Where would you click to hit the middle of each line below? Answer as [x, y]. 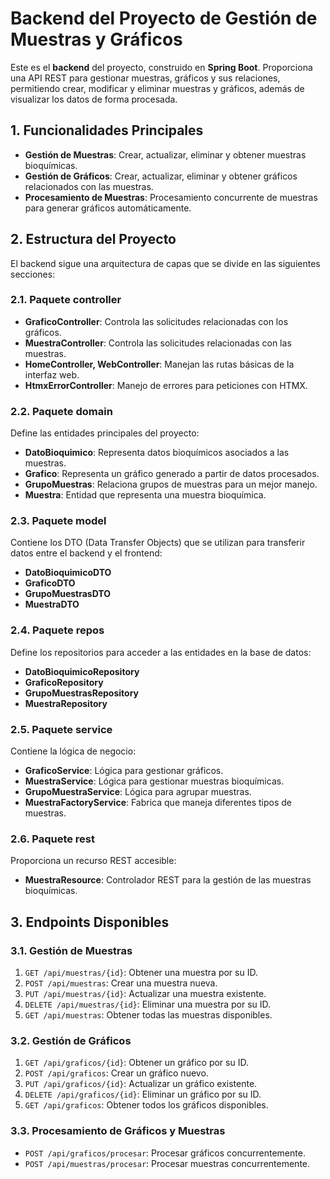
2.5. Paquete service [61, 729]
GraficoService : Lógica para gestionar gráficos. [124, 771]
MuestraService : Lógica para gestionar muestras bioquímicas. [154, 781]
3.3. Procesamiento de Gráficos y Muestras [118, 1131]
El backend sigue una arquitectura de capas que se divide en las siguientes [165, 263]
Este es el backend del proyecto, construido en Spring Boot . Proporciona [161, 67]
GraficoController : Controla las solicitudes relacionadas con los [156, 321]
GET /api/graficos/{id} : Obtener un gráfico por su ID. [136, 1063]
